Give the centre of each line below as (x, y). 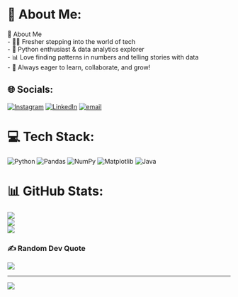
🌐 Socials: (30, 90)
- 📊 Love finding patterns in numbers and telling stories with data (103, 57)
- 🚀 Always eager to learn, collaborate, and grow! (79, 67)
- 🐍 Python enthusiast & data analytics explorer (76, 49)
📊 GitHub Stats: (56, 191)
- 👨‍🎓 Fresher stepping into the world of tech (72, 41)
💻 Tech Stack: (51, 136)
